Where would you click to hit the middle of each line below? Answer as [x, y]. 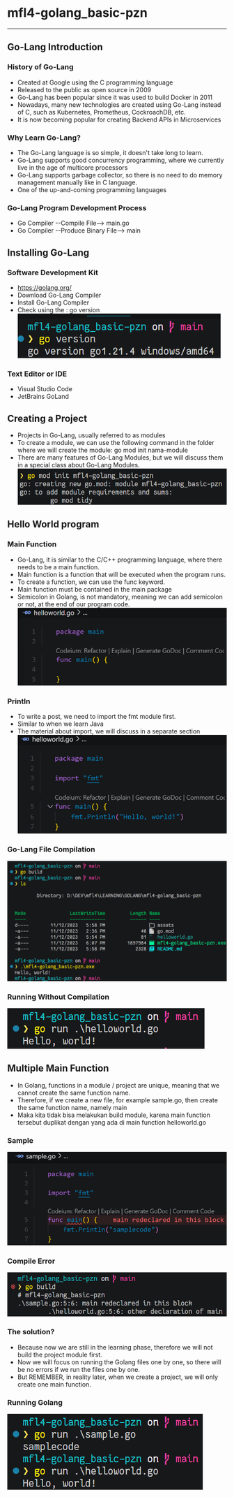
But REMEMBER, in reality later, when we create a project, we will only [117, 1377]
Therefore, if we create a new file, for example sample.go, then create [117, 1100]
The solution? [31, 1332]
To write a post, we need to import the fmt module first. [96, 716]
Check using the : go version [58, 309]
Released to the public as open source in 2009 [84, 89]
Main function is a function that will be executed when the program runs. [122, 574]
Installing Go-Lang [48, 253]
